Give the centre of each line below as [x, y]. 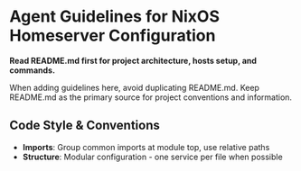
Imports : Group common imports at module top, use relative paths [146, 147]
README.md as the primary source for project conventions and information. [150, 97]
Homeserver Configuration [113, 36]
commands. [33, 70]
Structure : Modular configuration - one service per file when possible [152, 157]
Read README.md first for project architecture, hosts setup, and [133, 60]
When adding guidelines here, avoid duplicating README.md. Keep [135, 87]
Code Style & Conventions [85, 126]
